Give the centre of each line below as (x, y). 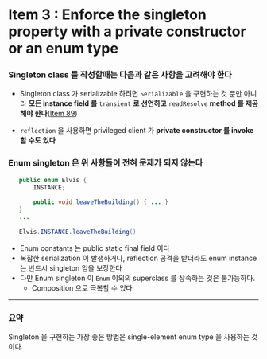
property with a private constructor (127, 31)
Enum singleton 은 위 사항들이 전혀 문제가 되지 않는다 (106, 163)
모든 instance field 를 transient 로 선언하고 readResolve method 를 (136, 103)
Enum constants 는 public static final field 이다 (95, 248)
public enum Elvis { (53, 180)
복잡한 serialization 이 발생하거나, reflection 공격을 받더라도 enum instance (138, 258)
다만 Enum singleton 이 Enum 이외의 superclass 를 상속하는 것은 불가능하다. (137, 278)
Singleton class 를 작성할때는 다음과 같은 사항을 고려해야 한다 (120, 75)
